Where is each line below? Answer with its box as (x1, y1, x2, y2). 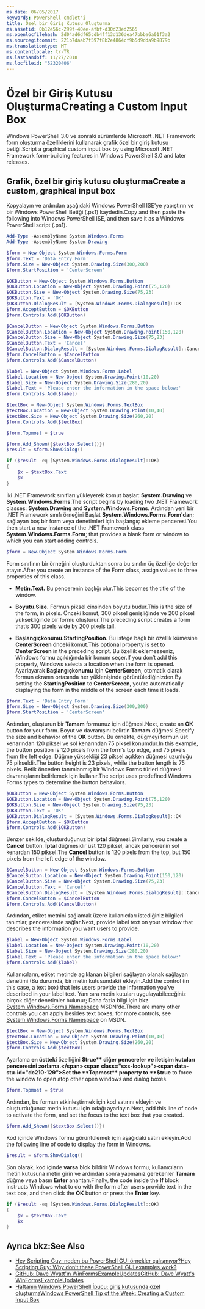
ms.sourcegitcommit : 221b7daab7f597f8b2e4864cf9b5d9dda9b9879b (6, 37, 171, 43)
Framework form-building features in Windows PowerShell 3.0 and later (6, 152, 186, 159)
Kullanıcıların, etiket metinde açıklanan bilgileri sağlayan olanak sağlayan (6, 971, 188, 978)
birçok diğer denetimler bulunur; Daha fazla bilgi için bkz (6, 996, 148, 1004)
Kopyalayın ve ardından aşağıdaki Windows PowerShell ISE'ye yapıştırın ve (6, 202, 194, 210)
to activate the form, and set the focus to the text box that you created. (6, 1111, 184, 1118)
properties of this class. (6, 572, 66, 580)
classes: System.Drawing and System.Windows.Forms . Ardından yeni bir (6, 505, 194, 512)
